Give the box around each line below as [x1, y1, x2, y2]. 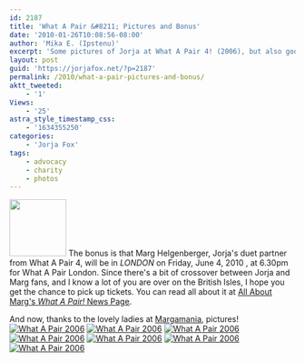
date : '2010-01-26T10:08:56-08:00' [9, 30, 144, 39]
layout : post [9, 55, 59, 65]
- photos [25, 174, 59, 183]
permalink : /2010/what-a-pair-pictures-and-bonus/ [9, 73, 205, 82]
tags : [9, 148, 30, 157]
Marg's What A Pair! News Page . [9, 297, 133, 307]
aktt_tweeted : [9, 81, 64, 90]
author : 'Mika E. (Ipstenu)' [9, 38, 120, 48]
